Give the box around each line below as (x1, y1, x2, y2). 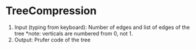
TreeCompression (5, 4, 97, 18)
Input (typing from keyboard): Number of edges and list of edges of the (14, 24, 190, 31)
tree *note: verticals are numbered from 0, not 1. (14, 30, 133, 37)
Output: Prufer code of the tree (14, 36, 91, 43)
